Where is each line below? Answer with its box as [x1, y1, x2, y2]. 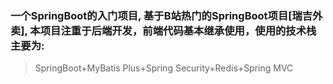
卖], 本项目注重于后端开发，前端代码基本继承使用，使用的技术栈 [10, 23, 317, 37]
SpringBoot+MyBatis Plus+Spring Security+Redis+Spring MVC [34, 62, 294, 74]
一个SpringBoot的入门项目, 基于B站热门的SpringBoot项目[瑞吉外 [10, 8, 323, 22]
